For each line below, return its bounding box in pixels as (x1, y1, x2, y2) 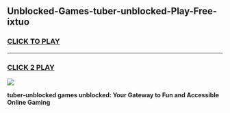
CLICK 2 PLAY (7, 62, 55, 72)
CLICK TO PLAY (7, 37, 60, 47)
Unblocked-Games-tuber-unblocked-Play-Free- (7, 5, 218, 17)
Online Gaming (7, 98, 51, 106)
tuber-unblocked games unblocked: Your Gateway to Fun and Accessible (7, 90, 220, 99)
